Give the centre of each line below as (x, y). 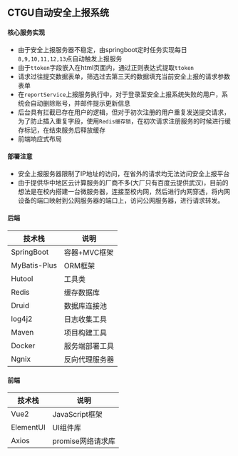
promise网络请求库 (84, 441)
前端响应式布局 (40, 138)
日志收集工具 (85, 319)
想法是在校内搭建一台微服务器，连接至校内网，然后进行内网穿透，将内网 (124, 191)
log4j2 (22, 319)
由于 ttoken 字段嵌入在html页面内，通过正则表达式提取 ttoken (106, 67)
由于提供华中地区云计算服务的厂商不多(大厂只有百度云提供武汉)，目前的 (123, 182)
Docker (23, 346)
